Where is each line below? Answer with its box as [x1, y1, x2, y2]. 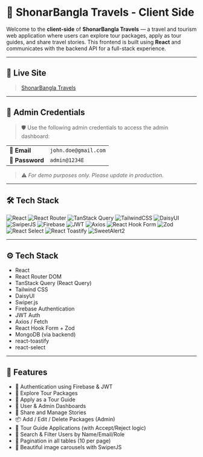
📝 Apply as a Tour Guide [14, 396, 76, 403]
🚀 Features [6, 367, 48, 377]
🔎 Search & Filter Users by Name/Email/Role [14, 431, 125, 438]
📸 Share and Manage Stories [14, 409, 86, 416]
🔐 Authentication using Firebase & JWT [14, 383, 113, 390]
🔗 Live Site [6, 68, 47, 78]
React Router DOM [14, 273, 62, 280]
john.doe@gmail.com [50, 146, 106, 154]
